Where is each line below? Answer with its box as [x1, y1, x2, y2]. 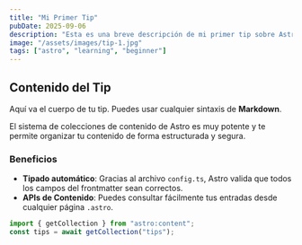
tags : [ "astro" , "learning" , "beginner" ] [9, 47, 167, 56]
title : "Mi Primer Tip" [9, 13, 99, 22]
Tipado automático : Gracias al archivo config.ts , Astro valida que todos [22, 173, 292, 184]
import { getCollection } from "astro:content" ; [9, 219, 195, 229]
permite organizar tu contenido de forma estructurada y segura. [9, 130, 246, 141]
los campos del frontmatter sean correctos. [22, 183, 183, 194]
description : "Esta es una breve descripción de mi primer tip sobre [9, 30, 276, 39]
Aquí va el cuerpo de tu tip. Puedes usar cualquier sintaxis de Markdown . [9, 103, 282, 114]
